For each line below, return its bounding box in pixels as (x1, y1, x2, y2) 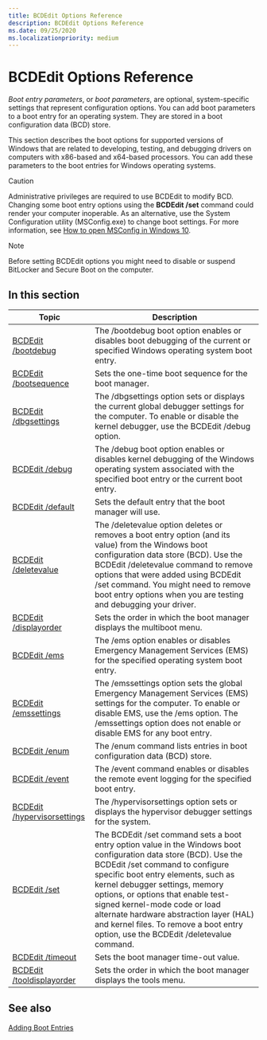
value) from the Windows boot (94, 540, 208, 550)
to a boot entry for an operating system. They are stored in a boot (8, 112, 223, 121)
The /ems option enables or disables (94, 635, 230, 646)
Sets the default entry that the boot (94, 496, 225, 507)
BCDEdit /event (12, 774, 69, 784)
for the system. (94, 816, 151, 827)
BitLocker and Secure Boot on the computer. (8, 265, 153, 275)
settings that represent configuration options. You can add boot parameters (8, 103, 256, 112)
